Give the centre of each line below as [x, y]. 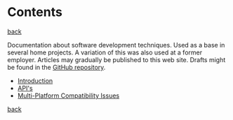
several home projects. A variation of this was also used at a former [105, 52]
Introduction [35, 80]
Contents [35, 12]
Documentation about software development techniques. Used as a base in [116, 45]
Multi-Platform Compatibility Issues [68, 96]
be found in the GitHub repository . [56, 67]
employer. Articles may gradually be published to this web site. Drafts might [116, 59]
